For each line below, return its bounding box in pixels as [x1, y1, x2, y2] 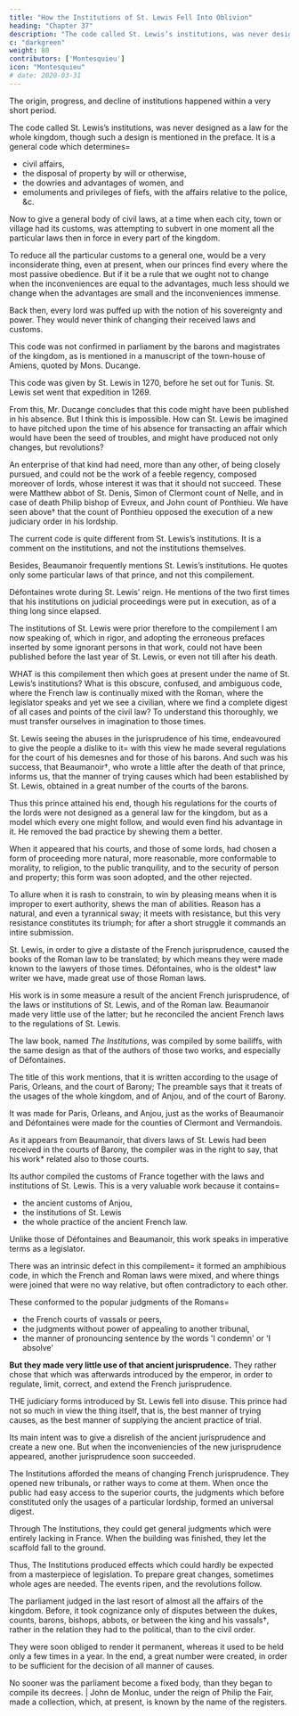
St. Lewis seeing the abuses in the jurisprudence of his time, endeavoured [9, 732, 281, 744]
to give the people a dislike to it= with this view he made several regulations [9, 742, 287, 753]
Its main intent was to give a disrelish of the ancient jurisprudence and [9, 1432, 267, 1442]
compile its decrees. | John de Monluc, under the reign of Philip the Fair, [9, 1687, 274, 1697]
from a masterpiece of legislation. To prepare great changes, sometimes [9, 1569, 274, 1580]
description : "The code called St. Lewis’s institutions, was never [9, 29, 269, 38]
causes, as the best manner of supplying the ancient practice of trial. [9, 1414, 263, 1426]
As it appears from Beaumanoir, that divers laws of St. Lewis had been [9, 1134, 267, 1145]
